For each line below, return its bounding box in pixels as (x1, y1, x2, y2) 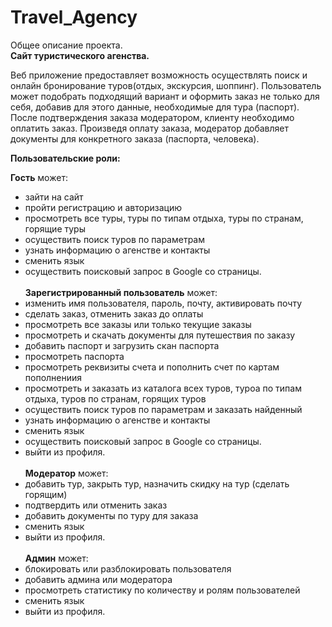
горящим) (24, 488, 68, 500)
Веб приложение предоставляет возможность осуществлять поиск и (10, 69, 308, 81)
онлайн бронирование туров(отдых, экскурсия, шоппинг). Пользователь (10, 79, 322, 91)
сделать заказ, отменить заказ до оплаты (24, 307, 204, 320)
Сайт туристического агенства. (10, 49, 150, 61)
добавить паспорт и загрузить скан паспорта (24, 339, 220, 351)
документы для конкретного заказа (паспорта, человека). (10, 132, 260, 145)
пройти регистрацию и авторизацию (24, 201, 182, 213)
